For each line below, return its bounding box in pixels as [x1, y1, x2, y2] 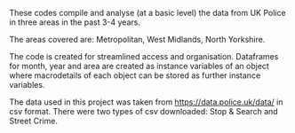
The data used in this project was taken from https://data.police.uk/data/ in [9, 97, 283, 107]
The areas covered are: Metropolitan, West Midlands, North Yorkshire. [9, 35, 266, 44]
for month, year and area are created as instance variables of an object [9, 61, 269, 71]
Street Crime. [9, 115, 58, 126]
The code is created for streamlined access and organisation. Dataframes [9, 51, 279, 61]
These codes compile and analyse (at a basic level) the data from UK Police [9, 8, 286, 18]
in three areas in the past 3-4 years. [9, 17, 140, 27]
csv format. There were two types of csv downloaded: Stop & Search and [9, 106, 278, 116]
